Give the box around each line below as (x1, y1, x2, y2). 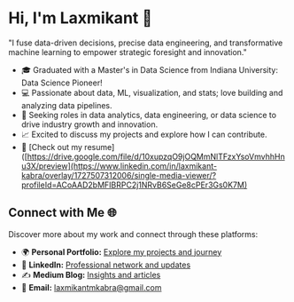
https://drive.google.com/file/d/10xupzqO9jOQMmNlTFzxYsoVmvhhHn (27, 151, 285, 162)
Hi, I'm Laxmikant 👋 (8, 8, 152, 28)
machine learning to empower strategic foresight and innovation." (8, 46, 247, 57)
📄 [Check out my (20, 141, 83, 152)
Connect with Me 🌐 (8, 205, 117, 220)
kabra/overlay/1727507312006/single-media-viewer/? (20, 170, 217, 180)
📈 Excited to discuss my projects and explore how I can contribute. (20, 129, 267, 139)
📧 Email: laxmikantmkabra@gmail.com (20, 282, 162, 292)
